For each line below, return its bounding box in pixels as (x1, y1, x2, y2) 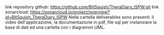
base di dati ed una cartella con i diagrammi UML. (5, 24, 105, 30)
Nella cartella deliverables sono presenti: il (68, 14, 154, 20)
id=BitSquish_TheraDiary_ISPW (5, 14, 68, 20)
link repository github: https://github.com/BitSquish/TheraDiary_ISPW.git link (5, 4, 159, 10)
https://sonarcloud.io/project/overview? (30, 9, 110, 15)
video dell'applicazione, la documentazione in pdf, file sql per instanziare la (5, 19, 157, 25)
